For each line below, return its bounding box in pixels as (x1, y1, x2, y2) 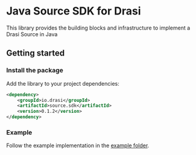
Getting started (6, 48, 65, 59)
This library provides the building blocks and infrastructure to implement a (6, 24, 191, 31)
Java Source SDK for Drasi (6, 4, 141, 18)
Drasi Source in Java (6, 30, 58, 37)
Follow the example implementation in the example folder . (6, 142, 150, 149)
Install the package (6, 66, 63, 75)
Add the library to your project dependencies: (6, 80, 119, 87)
